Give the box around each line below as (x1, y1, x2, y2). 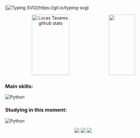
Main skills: (5, 82, 33, 89)
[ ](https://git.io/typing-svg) (5, 5, 89, 10)
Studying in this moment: (5, 107, 67, 114)
